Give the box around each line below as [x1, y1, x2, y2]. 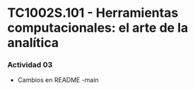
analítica [7, 35, 59, 51]
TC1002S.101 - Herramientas [7, 5, 179, 21]
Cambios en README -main [17, 76, 99, 84]
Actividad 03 [7, 60, 53, 70]
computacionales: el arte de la [7, 20, 189, 36]
